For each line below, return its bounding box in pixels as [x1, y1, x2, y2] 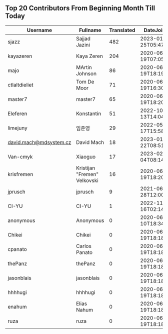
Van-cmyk [7, 153, 33, 160]
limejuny [7, 124, 27, 131]
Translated [109, 26, 135, 33]
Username [26, 26, 52, 33]
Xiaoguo [75, 153, 96, 160]
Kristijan [75, 164, 95, 171]
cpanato [7, 245, 27, 252]
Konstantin [75, 110, 101, 117]
